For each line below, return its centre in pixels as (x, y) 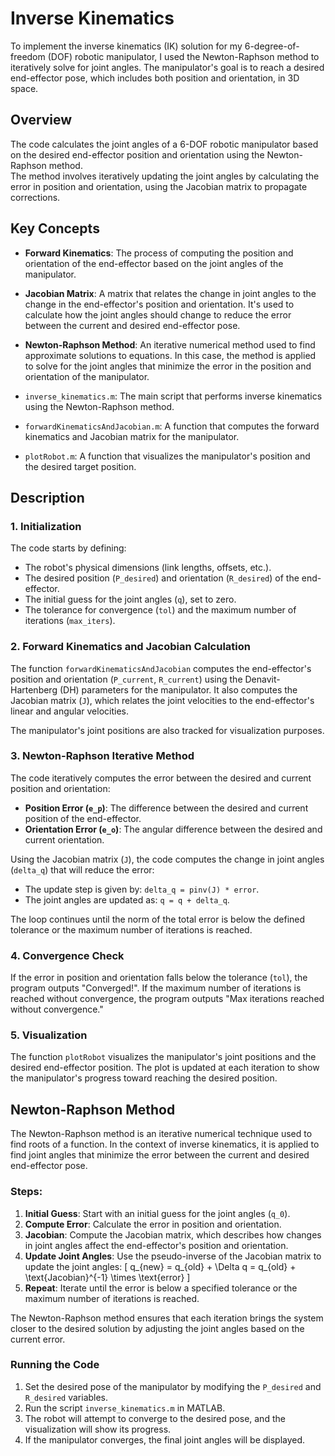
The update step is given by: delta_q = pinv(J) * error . (142, 889)
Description (47, 497)
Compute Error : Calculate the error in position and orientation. (153, 1224)
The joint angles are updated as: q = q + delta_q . (127, 899)
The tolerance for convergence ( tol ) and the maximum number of (160, 610)
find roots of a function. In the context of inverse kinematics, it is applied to (165, 1144)
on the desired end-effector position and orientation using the (137, 154)
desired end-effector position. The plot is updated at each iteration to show (165, 1068)
